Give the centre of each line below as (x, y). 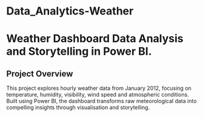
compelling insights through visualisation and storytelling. (78, 107)
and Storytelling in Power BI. (79, 52)
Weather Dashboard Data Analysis (95, 39)
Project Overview (40, 74)
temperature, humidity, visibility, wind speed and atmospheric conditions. (98, 95)
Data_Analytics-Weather (70, 11)
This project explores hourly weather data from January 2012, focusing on (99, 88)
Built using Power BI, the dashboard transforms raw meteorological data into (101, 101)
